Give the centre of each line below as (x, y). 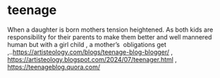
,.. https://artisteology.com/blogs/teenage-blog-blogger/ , (90, 52)
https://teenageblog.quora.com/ (54, 67)
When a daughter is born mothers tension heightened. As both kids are (110, 30)
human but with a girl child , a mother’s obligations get (87, 44)
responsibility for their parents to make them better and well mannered (110, 37)
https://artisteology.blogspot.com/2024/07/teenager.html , (92, 59)
